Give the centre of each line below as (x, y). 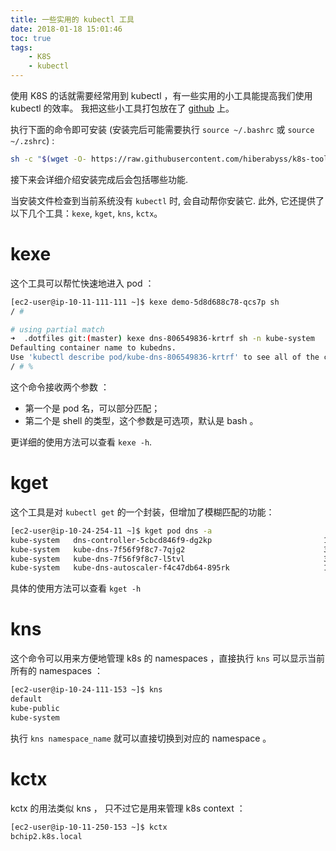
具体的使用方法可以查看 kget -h (76, 588)
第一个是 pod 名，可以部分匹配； (92, 408)
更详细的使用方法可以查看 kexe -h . (81, 442)
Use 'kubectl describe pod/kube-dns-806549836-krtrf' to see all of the (165, 357)
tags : (21, 47)
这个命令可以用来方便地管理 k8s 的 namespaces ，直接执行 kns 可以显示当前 (167, 658)
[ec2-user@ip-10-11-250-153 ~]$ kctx (89, 827)
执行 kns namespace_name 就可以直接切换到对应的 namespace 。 (141, 738)
